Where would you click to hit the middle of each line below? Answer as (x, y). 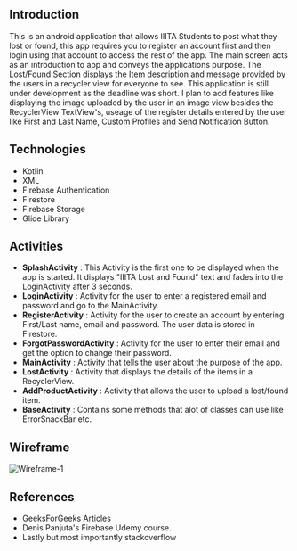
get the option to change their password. (96, 353)
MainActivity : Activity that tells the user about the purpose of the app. (152, 362)
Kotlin (32, 171)
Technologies (48, 149)
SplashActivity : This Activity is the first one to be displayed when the (151, 267)
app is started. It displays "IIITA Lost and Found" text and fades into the (153, 277)
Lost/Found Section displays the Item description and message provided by (148, 74)
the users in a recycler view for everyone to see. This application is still (139, 83)
